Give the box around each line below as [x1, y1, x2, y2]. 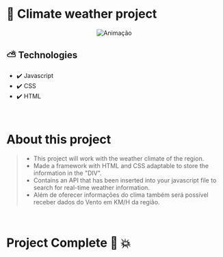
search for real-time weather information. [33, 183, 150, 191]
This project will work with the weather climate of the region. [33, 154, 205, 163]
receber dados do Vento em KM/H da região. [33, 198, 160, 206]
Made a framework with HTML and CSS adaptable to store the [33, 161, 209, 170]
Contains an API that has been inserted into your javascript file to [33, 176, 217, 184]
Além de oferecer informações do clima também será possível [33, 191, 209, 199]
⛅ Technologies [6, 49, 78, 61]
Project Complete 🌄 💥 [6, 235, 131, 250]
